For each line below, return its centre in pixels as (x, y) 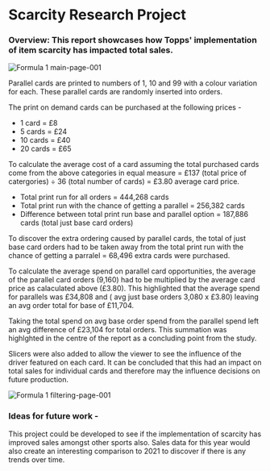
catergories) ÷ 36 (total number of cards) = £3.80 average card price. (124, 181)
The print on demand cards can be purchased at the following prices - (125, 107)
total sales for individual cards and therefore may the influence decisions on (134, 371)
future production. (38, 380)
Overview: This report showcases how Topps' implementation (133, 40)
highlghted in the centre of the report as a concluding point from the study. (133, 338)
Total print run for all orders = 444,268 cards (94, 197)
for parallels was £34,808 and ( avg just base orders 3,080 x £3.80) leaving (134, 297)
